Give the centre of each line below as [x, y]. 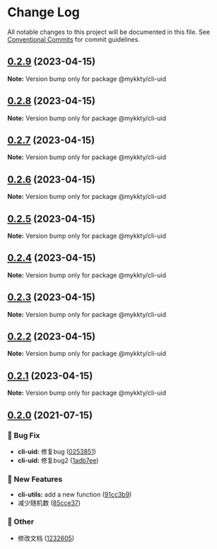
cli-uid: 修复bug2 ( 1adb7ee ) [58, 460]
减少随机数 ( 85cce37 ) [49, 503]
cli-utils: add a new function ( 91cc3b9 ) [75, 495]
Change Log [43, 12]
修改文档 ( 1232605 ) [46, 538]
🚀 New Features [35, 479]
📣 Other [20, 522]
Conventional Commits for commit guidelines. [74, 39]
